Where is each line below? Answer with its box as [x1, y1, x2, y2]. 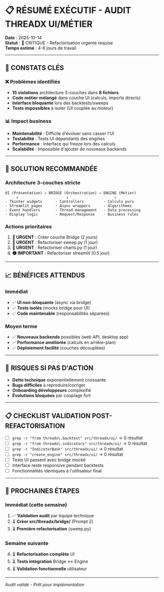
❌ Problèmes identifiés [5, 79, 61, 85]
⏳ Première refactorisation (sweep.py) [12, 526, 91, 531]
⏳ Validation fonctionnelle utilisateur [12, 566, 87, 572]
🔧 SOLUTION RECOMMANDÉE [5, 165, 98, 173]
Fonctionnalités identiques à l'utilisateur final [12, 468, 102, 473]
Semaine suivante [5, 540, 49, 547]
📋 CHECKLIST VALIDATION [5, 412, 91, 420]
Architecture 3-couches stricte [5, 180, 81, 186]
